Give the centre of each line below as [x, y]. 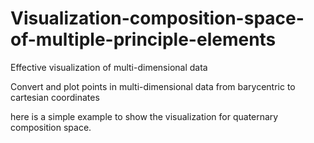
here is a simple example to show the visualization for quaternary [144, 116]
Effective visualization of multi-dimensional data [109, 67]
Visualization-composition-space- [157, 18]
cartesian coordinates [55, 97]
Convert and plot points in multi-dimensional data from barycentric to [153, 86]
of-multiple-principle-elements [143, 39]
